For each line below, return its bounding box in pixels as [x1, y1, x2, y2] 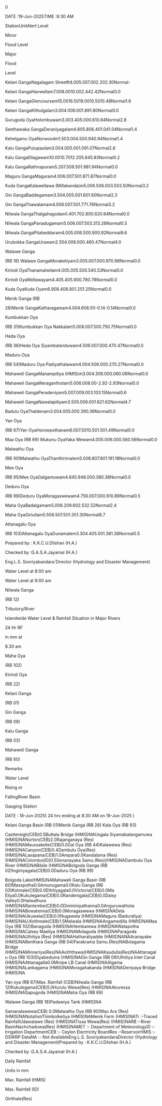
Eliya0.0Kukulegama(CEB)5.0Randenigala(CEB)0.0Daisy [5, 892, 117, 898]
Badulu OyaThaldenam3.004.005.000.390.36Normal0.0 [5, 409, 116, 414]
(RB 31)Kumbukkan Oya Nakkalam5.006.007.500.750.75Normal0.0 [5, 324, 137, 330]
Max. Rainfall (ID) [5, 1087, 40, 1092]
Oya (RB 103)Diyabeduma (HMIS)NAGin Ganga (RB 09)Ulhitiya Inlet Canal [9, 955, 156, 960]
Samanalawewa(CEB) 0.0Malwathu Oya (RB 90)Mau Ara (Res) [5, 1008, 129, 1014]
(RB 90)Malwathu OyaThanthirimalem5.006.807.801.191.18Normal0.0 [5, 456, 140, 461]
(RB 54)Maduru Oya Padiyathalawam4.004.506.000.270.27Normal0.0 [5, 362, 144, 367]
